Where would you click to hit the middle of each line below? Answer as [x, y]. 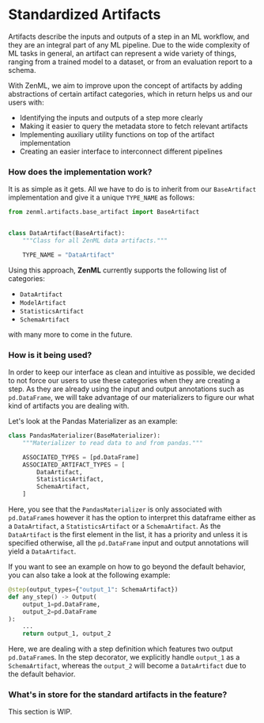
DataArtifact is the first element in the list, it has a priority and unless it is [128, 535]
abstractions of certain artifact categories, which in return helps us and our [130, 93]
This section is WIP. [40, 712]
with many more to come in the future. [70, 334]
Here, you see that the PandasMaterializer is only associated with [115, 509]
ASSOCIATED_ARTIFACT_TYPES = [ [74, 465]
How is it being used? [50, 355]
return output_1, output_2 [67, 634]
